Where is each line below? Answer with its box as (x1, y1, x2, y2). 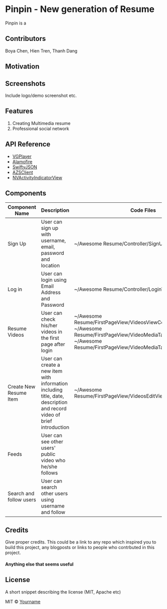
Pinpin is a (5, 20, 26, 26)
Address (41, 289, 61, 296)
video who (41, 457, 66, 464)
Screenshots (5, 79, 46, 88)
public (41, 451, 56, 458)
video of (41, 411, 61, 418)
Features (5, 107, 33, 115)
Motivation (5, 62, 40, 71)
